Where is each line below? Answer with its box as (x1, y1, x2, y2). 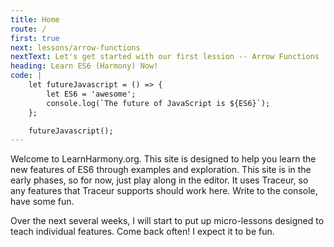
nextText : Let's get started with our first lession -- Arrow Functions (10, 52, 320, 62)
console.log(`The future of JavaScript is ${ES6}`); (46, 98, 271, 108)
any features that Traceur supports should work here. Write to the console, (10, 185, 318, 197)
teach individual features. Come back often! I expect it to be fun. (10, 226, 275, 238)
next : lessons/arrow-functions (10, 42, 141, 53)
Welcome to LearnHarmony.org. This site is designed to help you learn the (10, 153, 317, 165)
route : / (10, 24, 47, 34)
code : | (10, 71, 43, 81)
